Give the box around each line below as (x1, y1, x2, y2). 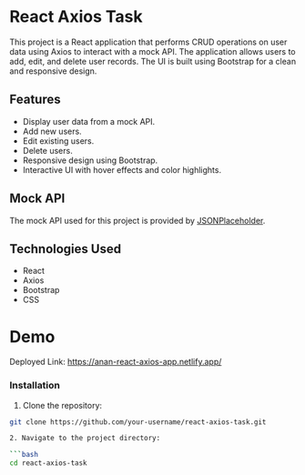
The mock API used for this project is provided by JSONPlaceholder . (9, 215, 266, 226)
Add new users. (22, 126, 82, 136)
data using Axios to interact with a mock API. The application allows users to (9, 45, 296, 56)
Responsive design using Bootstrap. (22, 155, 158, 166)
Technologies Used (9, 241, 121, 257)
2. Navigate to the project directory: (9, 434, 161, 443)
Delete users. (22, 145, 73, 156)
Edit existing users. (22, 135, 95, 147)
